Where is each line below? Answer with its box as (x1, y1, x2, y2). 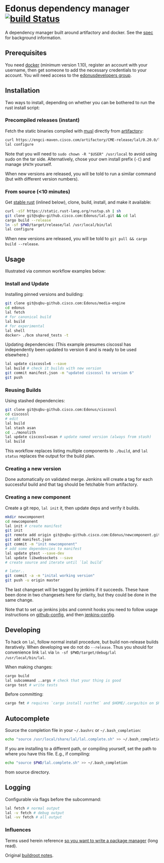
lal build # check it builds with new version (5, 366, 102, 371)
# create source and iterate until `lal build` (5, 560, 104, 565)
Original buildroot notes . (5, 852, 54, 858)
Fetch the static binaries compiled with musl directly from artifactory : (5, 128, 144, 134)
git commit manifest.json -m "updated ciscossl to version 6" (5, 370, 134, 376)
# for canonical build (5, 315, 51, 319)
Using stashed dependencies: (5, 398, 65, 404)
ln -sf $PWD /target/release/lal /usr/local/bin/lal (5, 222, 112, 227)
